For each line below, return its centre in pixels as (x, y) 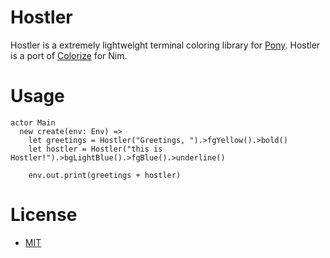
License (44, 215)
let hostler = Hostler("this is (95, 149)
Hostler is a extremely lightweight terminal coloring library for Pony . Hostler (165, 45)
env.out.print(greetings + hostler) (105, 175)
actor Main (33, 122)
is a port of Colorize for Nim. (69, 55)
